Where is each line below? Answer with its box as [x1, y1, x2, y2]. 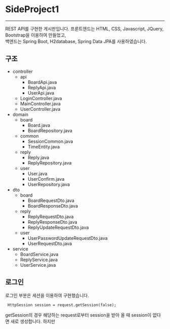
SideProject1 [5, 4, 59, 15]
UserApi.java [27, 90, 55, 96]
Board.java [27, 122, 51, 128]
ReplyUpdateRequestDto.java [27, 224, 89, 230]
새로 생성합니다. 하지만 [10, 318, 56, 324]
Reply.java [27, 154, 50, 160]
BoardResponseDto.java [27, 202, 78, 209]
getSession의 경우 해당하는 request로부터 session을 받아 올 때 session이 [5, 312, 152, 318]
